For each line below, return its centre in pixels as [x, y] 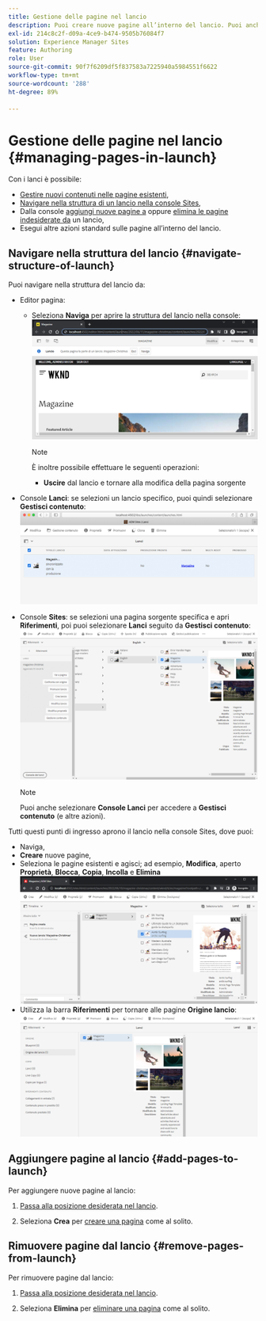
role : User [26, 59]
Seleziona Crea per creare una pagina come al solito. [106, 1221]
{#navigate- [211, 253]
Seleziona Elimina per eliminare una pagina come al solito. [115, 1308]
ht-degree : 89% [33, 92]
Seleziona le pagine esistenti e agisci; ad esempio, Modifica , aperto [130, 864]
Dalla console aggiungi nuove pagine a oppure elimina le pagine [124, 212]
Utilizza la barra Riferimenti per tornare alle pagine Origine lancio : [128, 1010]
